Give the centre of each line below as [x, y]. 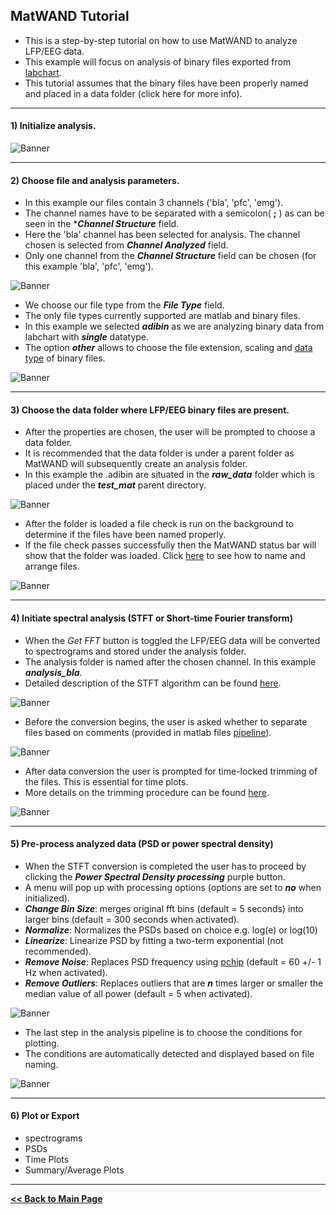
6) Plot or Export [45, 1116]
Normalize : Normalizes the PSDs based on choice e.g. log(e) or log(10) [171, 930]
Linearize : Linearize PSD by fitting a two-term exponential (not [154, 940]
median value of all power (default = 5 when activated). [138, 993]
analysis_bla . [53, 672]
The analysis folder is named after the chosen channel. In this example [170, 661]
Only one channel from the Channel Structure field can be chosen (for [170, 256]
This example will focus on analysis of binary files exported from [158, 61]
